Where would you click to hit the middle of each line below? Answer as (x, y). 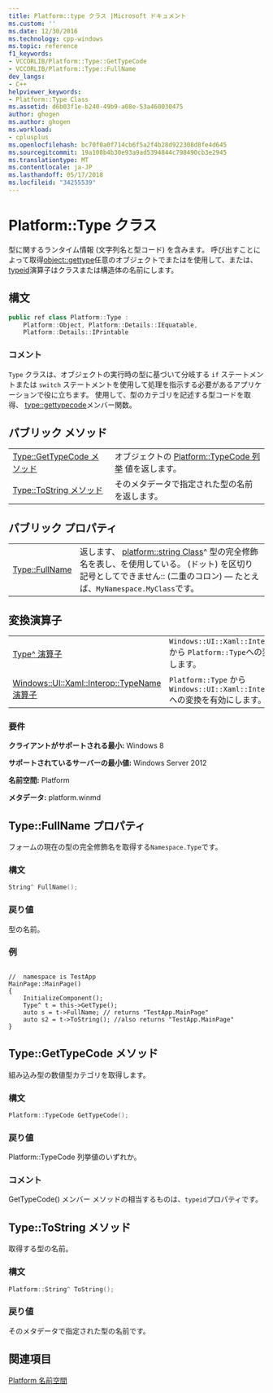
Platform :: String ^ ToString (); (61, 1289)
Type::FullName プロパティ (77, 826)
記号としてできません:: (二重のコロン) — (156, 577)
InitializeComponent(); (63, 998)
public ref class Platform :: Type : (69, 317)
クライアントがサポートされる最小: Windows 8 (86, 745)
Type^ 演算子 (37, 654)
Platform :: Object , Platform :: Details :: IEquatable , (110, 325)
